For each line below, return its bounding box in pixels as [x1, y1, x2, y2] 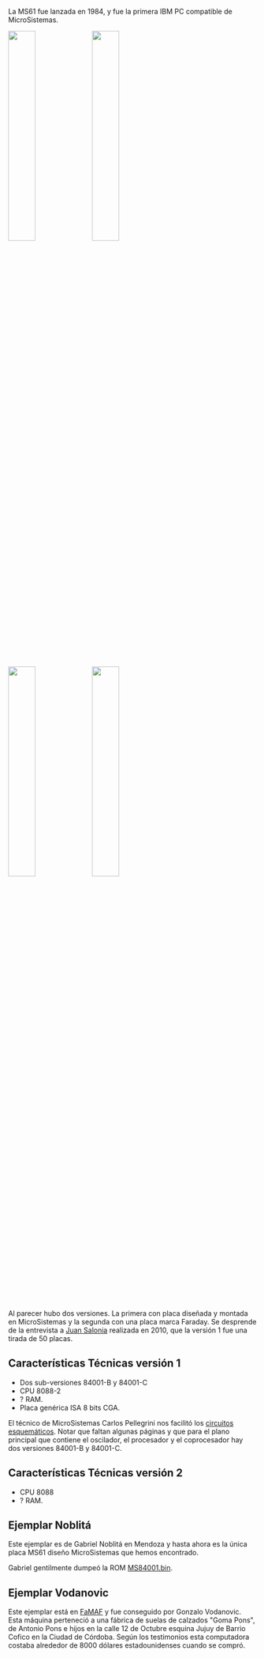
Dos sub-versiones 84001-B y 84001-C [19, 1377, 148, 1387]
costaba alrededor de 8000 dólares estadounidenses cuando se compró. [8, 1641, 246, 1650]
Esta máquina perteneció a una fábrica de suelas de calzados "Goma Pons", [8, 1615, 255, 1625]
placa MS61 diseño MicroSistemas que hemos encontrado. [8, 1548, 199, 1558]
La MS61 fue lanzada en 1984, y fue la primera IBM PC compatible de [8, 7, 232, 16]
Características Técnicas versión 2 [8, 1466, 183, 1480]
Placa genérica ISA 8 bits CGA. [19, 1403, 121, 1412]
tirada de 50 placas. [8, 1334, 73, 1343]
